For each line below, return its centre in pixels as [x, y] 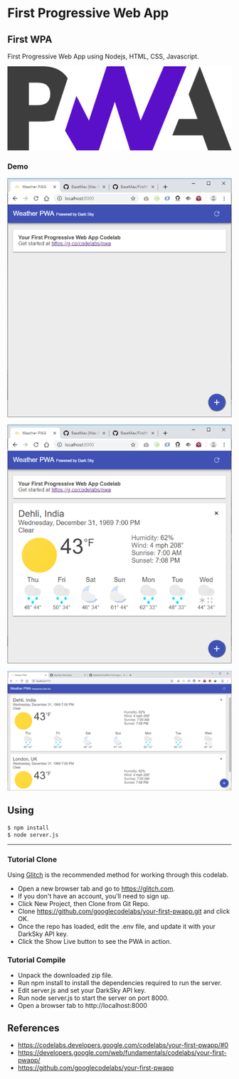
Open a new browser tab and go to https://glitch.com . [96, 889]
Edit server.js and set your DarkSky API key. [82, 991]
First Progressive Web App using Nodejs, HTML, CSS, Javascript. [103, 56]
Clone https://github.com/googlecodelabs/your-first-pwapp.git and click [123, 911]
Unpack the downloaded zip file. [65, 975]
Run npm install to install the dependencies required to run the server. [120, 983]
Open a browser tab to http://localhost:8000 [83, 1006]
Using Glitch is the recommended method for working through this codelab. [118, 875]
